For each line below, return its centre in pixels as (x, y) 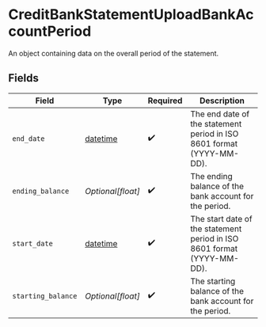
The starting (213, 281)
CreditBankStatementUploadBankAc (131, 15)
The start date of (221, 219)
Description (222, 101)
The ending (211, 176)
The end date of (220, 114)
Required (165, 101)
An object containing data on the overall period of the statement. (114, 53)
